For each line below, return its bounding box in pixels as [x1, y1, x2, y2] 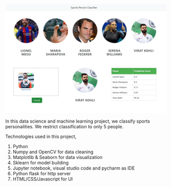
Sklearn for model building [12, 159, 69, 166]
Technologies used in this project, [5, 133, 77, 139]
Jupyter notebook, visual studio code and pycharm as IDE [12, 165, 135, 171]
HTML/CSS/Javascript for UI [12, 176, 73, 182]
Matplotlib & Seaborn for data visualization [12, 154, 102, 160]
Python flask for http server [12, 170, 71, 176]
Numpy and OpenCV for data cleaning [12, 149, 94, 155]
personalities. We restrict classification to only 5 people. [5, 123, 124, 129]
